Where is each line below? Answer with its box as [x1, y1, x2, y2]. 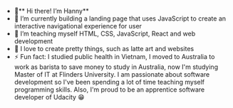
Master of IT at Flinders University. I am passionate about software [14, 70, 210, 78]
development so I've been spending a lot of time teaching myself [14, 78, 205, 86]
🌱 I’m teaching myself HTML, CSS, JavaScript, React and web [14, 29, 196, 38]
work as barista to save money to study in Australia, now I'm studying [14, 63, 219, 71]
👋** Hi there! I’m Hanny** [14, 7, 89, 15]
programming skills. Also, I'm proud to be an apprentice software [14, 85, 205, 94]
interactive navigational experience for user [14, 22, 143, 30]
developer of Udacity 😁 [14, 93, 85, 101]
